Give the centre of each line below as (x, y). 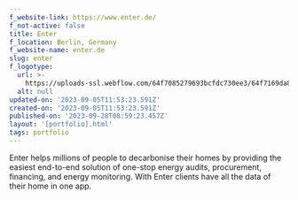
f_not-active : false (47, 26)
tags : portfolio (39, 133)
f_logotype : (31, 67)
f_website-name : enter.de (57, 50)
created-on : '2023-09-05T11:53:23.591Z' (85, 108)
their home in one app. (51, 186)
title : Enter (33, 34)
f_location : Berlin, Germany (63, 42)
